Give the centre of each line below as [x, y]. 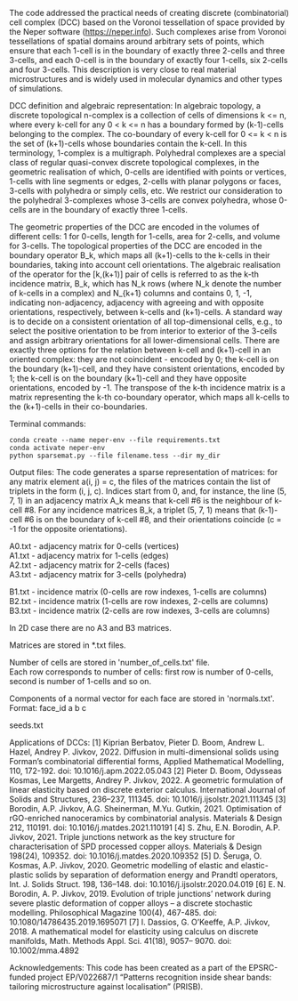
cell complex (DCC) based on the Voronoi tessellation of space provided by [147, 22]
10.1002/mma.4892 [44, 950]
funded [23, 977]
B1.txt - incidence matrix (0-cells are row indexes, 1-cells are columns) [138, 592]
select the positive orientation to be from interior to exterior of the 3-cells [143, 331]
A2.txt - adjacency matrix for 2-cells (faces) [90, 565]
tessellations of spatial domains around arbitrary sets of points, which [137, 41]
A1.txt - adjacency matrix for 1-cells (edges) [89, 556]
